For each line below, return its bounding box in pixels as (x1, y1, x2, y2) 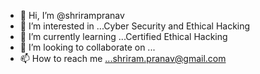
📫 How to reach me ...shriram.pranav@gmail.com (19, 53, 227, 64)
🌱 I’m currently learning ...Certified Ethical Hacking (19, 31, 228, 42)
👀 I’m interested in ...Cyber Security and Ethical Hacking (19, 20, 251, 32)
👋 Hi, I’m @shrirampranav (19, 10, 125, 21)
